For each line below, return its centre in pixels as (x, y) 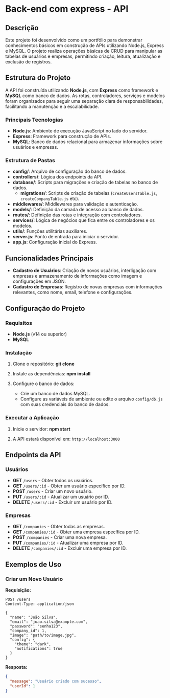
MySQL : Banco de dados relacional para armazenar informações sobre (88, 142)
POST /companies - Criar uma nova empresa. (60, 537)
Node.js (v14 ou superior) (40, 334)
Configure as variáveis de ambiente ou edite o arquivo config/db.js (92, 399)
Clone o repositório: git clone (44, 364)
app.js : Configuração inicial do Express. (55, 242)
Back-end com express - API (67, 9)
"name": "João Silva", (34, 617)
